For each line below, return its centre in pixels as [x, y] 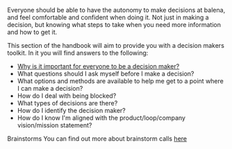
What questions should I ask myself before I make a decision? [106, 73]
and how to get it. [32, 32]
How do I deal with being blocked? [67, 96]
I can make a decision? [50, 88]
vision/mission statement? [55, 125]
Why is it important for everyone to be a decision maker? [98, 66]
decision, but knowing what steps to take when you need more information [114, 25]
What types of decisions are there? [67, 103]
